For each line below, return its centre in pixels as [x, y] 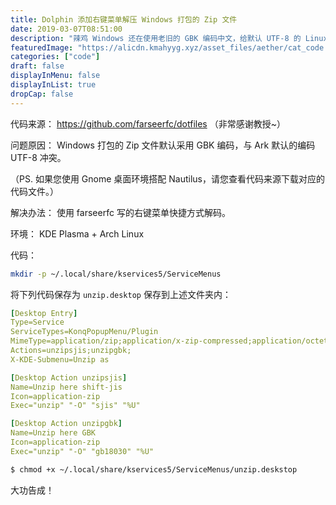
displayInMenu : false [55, 76]
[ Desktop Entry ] [44, 313]
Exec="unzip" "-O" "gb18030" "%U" [82, 451]
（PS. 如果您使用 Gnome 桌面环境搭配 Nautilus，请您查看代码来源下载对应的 [167, 178]
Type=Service [37, 322]
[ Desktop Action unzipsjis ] [69, 377]
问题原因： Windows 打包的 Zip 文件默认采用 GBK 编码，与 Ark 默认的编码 [163, 145]
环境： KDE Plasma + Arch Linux [77, 233]
